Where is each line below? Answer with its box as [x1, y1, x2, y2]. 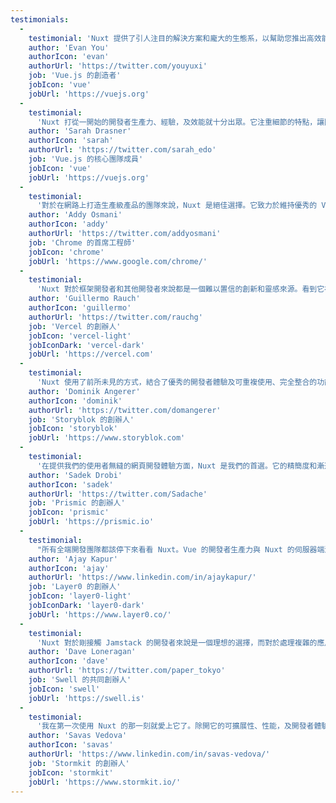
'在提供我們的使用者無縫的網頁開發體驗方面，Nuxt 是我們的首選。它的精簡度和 [36, 461, 318, 471]
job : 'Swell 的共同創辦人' [28, 675, 132, 685]
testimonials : [10, 14, 70, 25]
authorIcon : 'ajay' [28, 563, 110, 573]
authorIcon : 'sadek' [28, 479, 114, 490]
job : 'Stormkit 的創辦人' [28, 758, 130, 768]
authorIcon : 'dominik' [28, 396, 123, 406]
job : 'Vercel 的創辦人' [28, 321, 122, 331]
